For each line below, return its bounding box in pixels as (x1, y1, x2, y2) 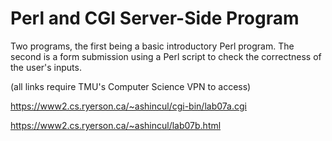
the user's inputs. (10, 61, 82, 73)
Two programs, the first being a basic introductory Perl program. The (10, 40, 295, 52)
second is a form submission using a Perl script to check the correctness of (10, 50, 322, 62)
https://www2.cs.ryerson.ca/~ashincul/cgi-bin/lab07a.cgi (10, 100, 247, 112)
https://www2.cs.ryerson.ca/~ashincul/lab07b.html (10, 119, 222, 131)
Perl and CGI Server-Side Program (10, 7, 300, 30)
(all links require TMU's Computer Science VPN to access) (10, 80, 252, 92)
